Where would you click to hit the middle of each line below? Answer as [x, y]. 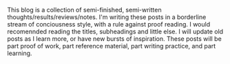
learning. [20, 53]
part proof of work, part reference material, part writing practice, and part [112, 46]
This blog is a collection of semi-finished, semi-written [84, 10]
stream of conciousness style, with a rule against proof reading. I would [109, 24]
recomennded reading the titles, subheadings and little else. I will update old [115, 31]
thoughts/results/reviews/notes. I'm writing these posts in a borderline [107, 17]
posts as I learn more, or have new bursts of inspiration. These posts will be [114, 39]
